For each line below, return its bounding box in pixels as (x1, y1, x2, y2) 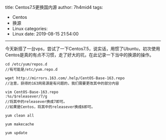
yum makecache (5, 122, 35, 127)
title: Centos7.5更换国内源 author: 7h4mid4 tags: (5, 4, 103, 10)
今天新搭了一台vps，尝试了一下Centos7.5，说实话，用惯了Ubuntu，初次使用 (5, 46, 161, 51)
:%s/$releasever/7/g (5, 94, 48, 99)
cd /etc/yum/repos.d (5, 62, 48, 67)
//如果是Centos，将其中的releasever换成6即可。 (5, 104, 95, 109)
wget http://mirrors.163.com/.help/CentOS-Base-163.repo (5, 76, 125, 81)
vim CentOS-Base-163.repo (5, 90, 58, 94)
